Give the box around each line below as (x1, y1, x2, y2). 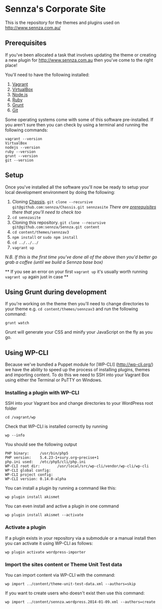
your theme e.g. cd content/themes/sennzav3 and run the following (5, 306, 138, 312)
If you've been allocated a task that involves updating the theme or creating (5, 52, 157, 58)
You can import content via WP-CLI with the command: (5, 572, 115, 578)
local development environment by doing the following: (5, 189, 115, 195)
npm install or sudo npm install (12, 234, 78, 240)
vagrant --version (5, 136, 42, 141)
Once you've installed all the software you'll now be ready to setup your (5, 184, 149, 190)
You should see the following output (5, 441, 77, 447)
